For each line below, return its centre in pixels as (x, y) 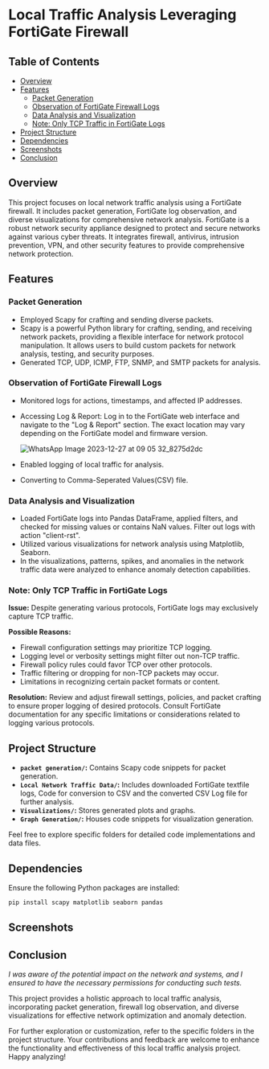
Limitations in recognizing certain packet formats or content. (120, 682)
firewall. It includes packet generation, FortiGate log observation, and (122, 211)
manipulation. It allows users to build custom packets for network (128, 345)
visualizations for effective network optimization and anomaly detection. (128, 1016)
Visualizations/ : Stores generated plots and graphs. (108, 811)
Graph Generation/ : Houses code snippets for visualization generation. (137, 819)
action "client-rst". (50, 536)
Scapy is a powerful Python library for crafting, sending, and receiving (136, 328)
